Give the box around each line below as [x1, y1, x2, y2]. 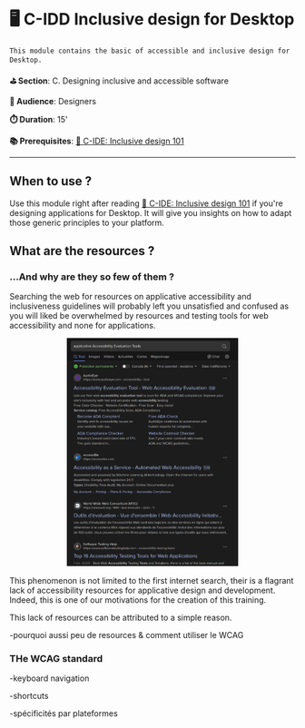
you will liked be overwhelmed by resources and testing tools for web [9, 310, 270, 321]
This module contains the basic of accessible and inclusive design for [9, 46, 290, 55]
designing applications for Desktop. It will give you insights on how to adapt [9, 207, 292, 218]
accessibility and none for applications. [9, 320, 156, 331]
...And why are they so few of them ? [9, 271, 175, 283]
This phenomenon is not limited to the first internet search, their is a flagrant [9, 576, 294, 586]
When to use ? [9, 173, 93, 189]
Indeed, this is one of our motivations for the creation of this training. [9, 595, 267, 605]
